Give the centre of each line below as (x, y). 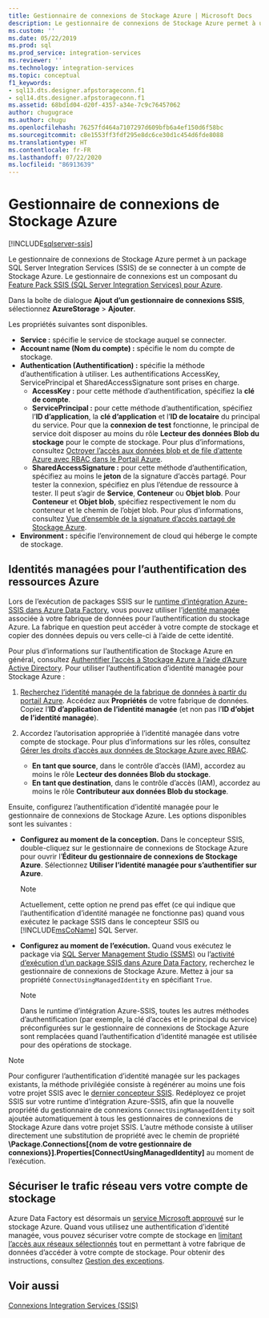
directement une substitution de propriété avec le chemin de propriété (124, 1135)
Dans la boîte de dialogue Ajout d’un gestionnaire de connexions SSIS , (126, 301)
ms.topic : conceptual (44, 75)
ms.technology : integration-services (71, 68)
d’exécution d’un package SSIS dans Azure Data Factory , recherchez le (137, 962)
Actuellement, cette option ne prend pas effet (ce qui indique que (128, 904)
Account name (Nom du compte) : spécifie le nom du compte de (127, 349)
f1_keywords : (30, 83)
